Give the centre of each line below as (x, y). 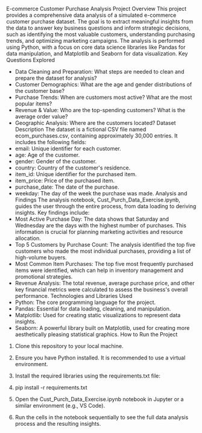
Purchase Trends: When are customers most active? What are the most (103, 97)
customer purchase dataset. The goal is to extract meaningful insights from (100, 21)
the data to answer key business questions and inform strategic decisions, (99, 28)
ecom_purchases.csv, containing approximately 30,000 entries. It (96, 136)
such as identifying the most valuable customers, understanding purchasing (101, 34)
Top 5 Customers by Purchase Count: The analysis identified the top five (105, 245)
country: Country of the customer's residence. (73, 168)
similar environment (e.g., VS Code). (60, 406)
